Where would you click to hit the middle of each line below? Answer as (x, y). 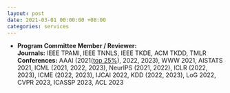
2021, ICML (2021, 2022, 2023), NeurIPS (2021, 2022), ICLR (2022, (112, 68)
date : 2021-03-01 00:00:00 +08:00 (57, 20)
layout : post (26, 13)
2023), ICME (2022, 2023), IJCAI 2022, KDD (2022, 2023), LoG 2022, (116, 75)
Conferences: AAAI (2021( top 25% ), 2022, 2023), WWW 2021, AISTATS (120, 61)
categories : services (38, 26)
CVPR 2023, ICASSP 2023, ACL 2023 (70, 83)
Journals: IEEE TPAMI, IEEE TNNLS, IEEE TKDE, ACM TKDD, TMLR (112, 53)
